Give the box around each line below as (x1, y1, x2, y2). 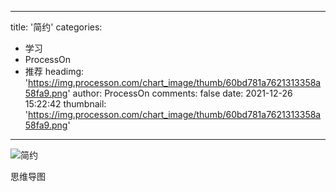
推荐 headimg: (24, 66, 85, 77)
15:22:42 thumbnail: (24, 98, 107, 110)
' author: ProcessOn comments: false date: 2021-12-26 (67, 87, 293, 99)
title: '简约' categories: (10, 21, 103, 33)
